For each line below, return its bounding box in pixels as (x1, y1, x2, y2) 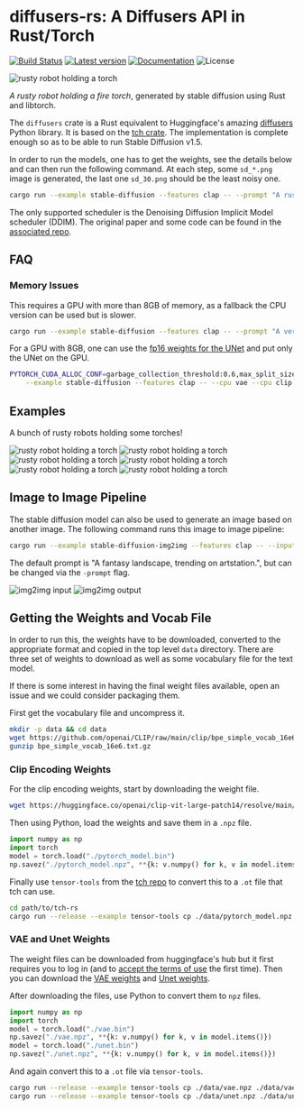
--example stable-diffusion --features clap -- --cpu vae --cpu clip (25, 379, 293, 388)
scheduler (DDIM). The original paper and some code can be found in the (9, 216, 282, 227)
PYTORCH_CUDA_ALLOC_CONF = (9, 370, 106, 380)
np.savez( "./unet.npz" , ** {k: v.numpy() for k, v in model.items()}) (9, 1050, 277, 1059)
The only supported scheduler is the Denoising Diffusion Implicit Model (9, 206, 273, 217)
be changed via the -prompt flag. (9, 566, 131, 578)
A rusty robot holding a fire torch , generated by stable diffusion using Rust (9, 90, 286, 101)
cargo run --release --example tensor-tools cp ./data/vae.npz (9, 1084, 252, 1093)
